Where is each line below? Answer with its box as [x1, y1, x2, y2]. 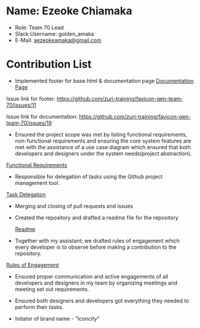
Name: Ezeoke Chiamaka [6, 4, 133, 18]
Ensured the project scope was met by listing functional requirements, [14, 131, 187, 138]
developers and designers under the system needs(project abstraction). [14, 150, 192, 157]
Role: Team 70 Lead [14, 24, 64, 31]
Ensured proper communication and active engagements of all [14, 273, 168, 280]
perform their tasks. [14, 303, 64, 311]
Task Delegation [6, 191, 46, 198]
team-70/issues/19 [6, 119, 52, 126]
